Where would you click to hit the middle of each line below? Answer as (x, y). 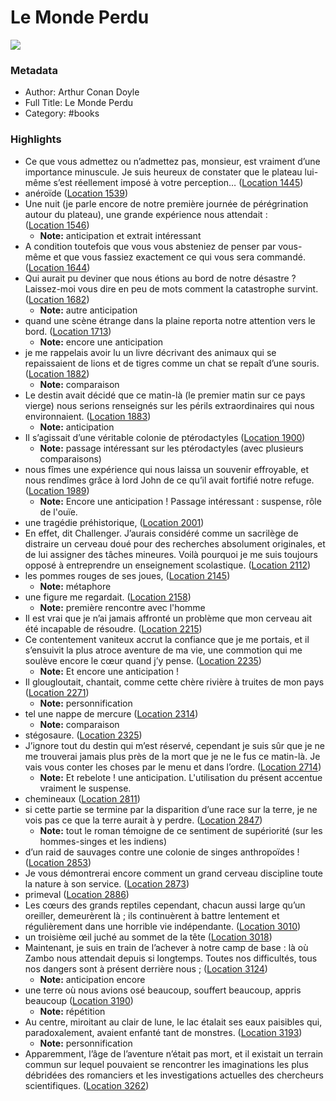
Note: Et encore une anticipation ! (109, 671)
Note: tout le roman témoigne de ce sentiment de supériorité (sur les (181, 830)
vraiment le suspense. (85, 788)
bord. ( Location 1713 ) (68, 331)
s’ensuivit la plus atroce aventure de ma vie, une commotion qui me (163, 650)
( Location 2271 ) (57, 692)
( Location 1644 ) (57, 267)
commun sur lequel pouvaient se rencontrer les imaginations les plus (166, 1064)
